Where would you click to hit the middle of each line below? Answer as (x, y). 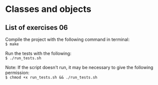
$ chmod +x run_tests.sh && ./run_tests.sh (51, 78)
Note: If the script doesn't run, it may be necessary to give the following (79, 67)
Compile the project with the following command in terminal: (67, 39)
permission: (17, 73)
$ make (12, 44)
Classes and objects (48, 9)
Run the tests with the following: (38, 53)
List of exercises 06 (37, 28)
